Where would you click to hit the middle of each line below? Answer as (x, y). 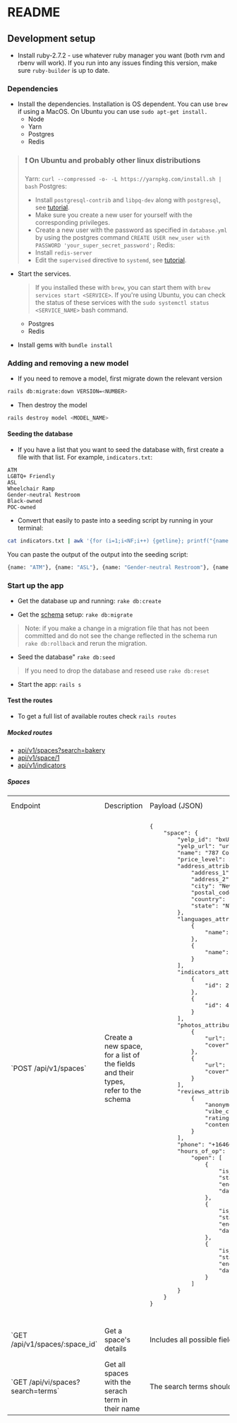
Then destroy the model (52, 405)
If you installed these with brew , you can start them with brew (123, 287)
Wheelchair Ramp (31, 489)
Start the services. (44, 274)
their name (122, 1409)
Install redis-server (64, 252)
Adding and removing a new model (68, 363)
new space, (124, 1046)
